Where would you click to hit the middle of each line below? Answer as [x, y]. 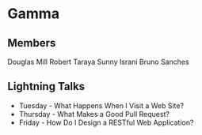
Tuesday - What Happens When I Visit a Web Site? [101, 105]
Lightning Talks [46, 86]
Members [32, 43]
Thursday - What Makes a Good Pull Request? [94, 114]
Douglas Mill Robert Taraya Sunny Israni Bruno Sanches [98, 62]
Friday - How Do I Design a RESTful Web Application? [106, 122]
